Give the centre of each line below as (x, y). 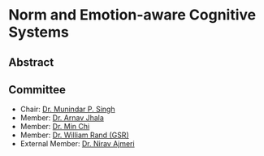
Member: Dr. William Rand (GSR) (74, 135)
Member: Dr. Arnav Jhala (62, 118)
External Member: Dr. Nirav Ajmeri (78, 144)
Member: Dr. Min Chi (55, 127)
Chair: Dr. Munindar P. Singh (67, 109)
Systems (39, 32)
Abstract (31, 62)
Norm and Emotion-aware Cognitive (132, 15)
